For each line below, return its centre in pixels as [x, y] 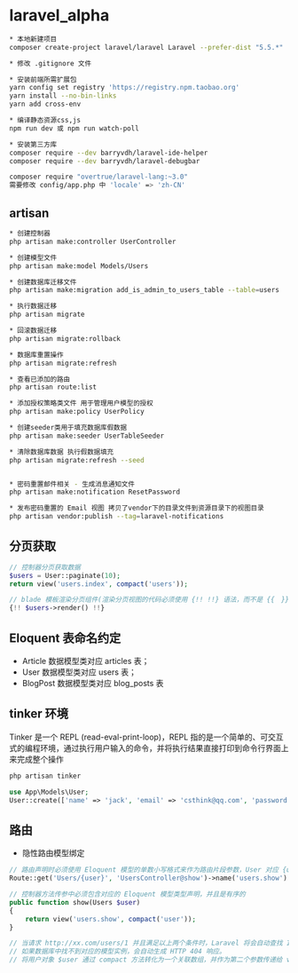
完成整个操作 [40, 759]
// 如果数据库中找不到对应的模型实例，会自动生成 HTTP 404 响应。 [118, 952]
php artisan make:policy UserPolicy [77, 412]
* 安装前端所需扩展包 [43, 79]
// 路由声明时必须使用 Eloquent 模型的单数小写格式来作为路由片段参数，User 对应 [144, 870]
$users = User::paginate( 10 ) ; [65, 575]
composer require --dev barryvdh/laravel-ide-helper [109, 153]
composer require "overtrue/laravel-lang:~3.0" [99, 177]
